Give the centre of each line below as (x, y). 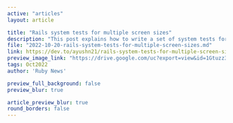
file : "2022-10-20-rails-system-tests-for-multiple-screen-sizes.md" (110, 46)
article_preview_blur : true (48, 102)
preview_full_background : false (54, 84)
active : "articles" (35, 13)
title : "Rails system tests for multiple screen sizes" (89, 32)
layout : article (31, 20)
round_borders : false (38, 109)
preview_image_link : (37, 58)
